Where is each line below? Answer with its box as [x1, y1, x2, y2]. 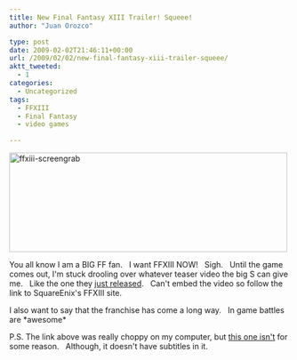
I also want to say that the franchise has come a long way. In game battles [9, 305, 285, 316]
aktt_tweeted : [9, 62, 62, 71]
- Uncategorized [17, 86, 77, 96]
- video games [17, 120, 69, 129]
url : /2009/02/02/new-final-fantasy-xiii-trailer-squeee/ [9, 54, 229, 63]
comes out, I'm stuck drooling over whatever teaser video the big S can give [9, 268, 289, 280]
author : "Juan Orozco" [9, 21, 93, 30]
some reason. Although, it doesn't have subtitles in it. [9, 341, 209, 352]
